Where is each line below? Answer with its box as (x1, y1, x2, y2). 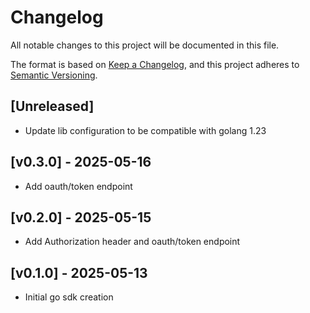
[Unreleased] (10, 98, 95, 115)
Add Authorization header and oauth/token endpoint (24, 236, 241, 248)
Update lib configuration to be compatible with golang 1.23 (24, 124, 267, 136)
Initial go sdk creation (24, 291, 114, 303)
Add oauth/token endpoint (24, 180, 133, 192)
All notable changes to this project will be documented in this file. (10, 39, 280, 51)
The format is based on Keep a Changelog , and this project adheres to (10, 58, 300, 70)
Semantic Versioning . (10, 69, 98, 81)
